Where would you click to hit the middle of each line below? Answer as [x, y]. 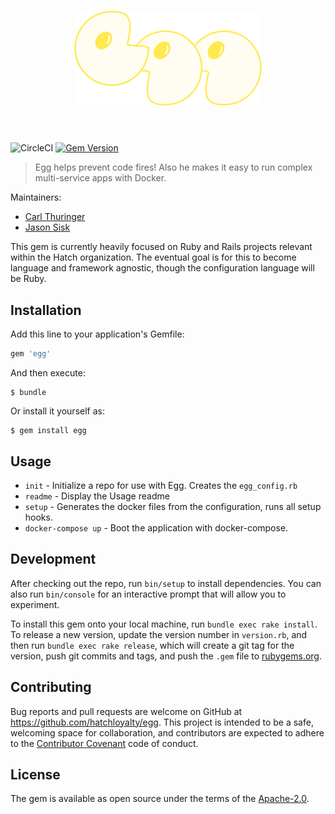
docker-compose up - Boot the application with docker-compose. [156, 527]
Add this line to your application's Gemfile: [97, 334]
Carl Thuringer [55, 217]
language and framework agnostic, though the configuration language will [162, 268]
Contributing [51, 687]
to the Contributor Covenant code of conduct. [104, 743]
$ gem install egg [48, 431]
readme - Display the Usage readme [97, 496]
